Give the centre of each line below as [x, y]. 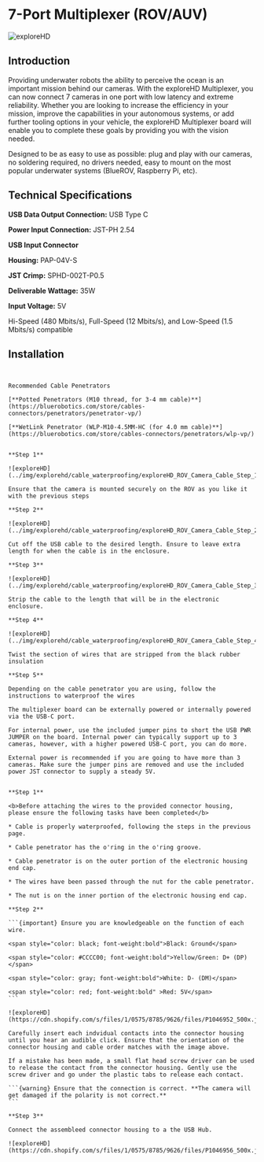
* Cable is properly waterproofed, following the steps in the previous [130, 827]
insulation [26, 662]
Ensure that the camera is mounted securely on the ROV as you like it [128, 490]
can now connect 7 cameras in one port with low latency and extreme [121, 97]
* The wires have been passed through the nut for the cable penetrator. [132, 882]
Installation [36, 354]
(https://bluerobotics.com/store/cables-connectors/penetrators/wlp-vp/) [132, 435]
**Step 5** [26, 675]
